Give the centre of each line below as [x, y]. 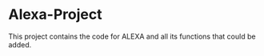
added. [20, 44]
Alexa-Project [55, 15]
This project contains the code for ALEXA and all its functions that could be [132, 36]
